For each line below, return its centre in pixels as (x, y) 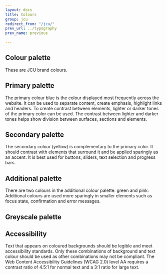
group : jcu (16, 19)
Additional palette (33, 178)
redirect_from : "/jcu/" (30, 24)
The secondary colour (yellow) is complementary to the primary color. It (79, 147)
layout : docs (19, 10)
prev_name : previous (27, 33)
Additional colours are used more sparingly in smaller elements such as (79, 196)
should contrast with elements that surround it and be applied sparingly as (82, 152)
